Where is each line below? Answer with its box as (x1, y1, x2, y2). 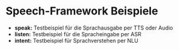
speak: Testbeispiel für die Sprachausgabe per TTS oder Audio (14, 24, 174, 31)
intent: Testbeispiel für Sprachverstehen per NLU (14, 37, 139, 44)
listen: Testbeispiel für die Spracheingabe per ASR (14, 30, 142, 37)
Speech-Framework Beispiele (5, 4, 158, 18)
